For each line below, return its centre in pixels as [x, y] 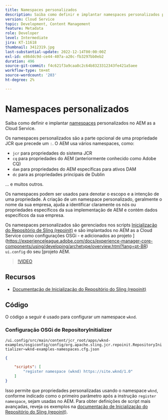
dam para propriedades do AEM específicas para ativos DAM [74, 169]
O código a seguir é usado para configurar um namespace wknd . [71, 317]
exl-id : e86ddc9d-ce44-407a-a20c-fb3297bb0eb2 [54, 56]
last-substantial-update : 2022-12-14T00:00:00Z [56, 52]
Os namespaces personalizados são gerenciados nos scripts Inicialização [81, 225]
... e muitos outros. [24, 184]
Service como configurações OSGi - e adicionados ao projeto [68, 235]
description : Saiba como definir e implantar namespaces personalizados [82, 15]
